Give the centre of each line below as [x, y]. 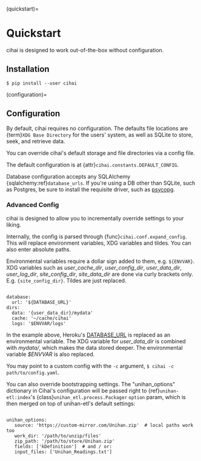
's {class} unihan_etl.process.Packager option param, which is [108, 397]
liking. [14, 225]
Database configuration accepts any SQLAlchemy [68, 176]
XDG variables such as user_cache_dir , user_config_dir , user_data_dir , [94, 267]
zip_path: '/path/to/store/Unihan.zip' [64, 441]
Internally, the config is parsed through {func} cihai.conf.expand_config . [97, 236]
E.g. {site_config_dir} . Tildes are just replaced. [66, 280]
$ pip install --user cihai [42, 83]
